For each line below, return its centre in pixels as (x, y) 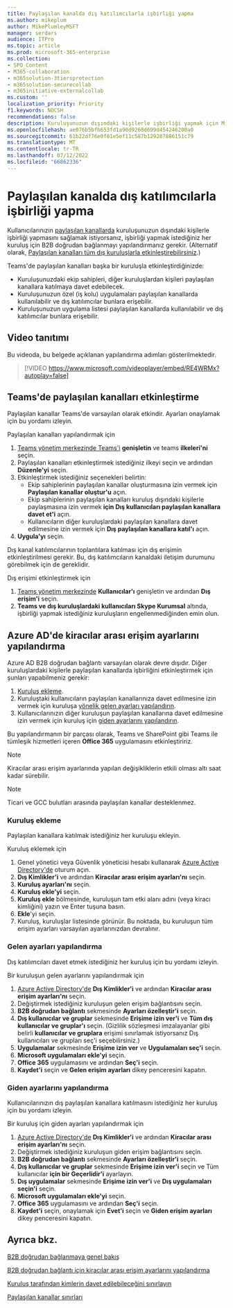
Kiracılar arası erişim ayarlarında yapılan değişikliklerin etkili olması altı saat (114, 768)
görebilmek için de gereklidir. (49, 565)
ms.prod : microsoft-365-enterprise (59, 53)
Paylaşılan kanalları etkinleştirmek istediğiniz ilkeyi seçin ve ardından (115, 463)
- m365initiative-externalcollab (55, 91)
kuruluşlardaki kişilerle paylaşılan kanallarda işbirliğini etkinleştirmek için (110, 671)
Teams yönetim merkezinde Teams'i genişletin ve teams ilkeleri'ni (112, 448)
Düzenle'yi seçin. (42, 470)
